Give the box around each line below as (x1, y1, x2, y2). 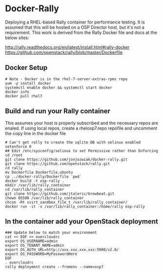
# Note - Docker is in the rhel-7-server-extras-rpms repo (5, 76, 128, 81)
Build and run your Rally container (5, 107, 111, 115)
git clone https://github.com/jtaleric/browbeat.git (5, 191, 115, 196)
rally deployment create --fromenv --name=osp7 (5, 265, 104, 270)
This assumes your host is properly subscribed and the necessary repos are (5, 120, 159, 126)
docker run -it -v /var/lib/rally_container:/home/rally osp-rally (5, 204, 145, 209)
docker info (5, 89, 29, 94)
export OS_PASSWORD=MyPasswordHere (5, 251, 78, 257)
